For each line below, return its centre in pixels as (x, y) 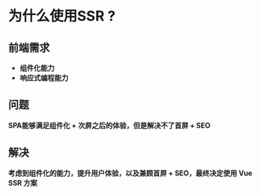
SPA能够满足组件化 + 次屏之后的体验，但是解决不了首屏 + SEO (110, 125)
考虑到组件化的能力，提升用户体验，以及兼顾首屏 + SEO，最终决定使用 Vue (130, 173)
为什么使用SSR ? (62, 16)
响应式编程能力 (44, 78)
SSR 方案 (23, 182)
